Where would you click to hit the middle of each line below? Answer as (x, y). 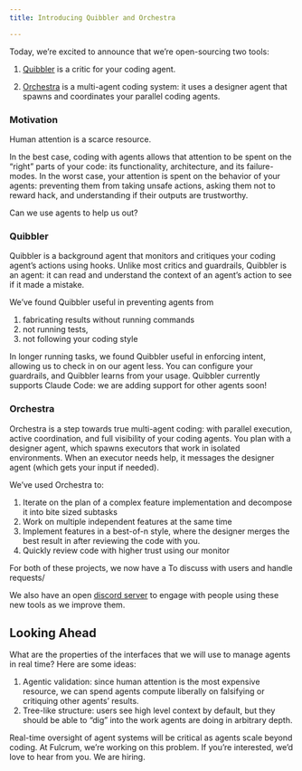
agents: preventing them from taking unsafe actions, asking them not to (142, 186)
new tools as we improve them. (67, 604)
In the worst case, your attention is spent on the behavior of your (160, 176)
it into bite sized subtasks (70, 511)
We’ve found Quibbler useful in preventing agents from (112, 302)
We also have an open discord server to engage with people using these (144, 595)
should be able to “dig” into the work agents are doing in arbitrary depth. (157, 720)
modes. (24, 176)
